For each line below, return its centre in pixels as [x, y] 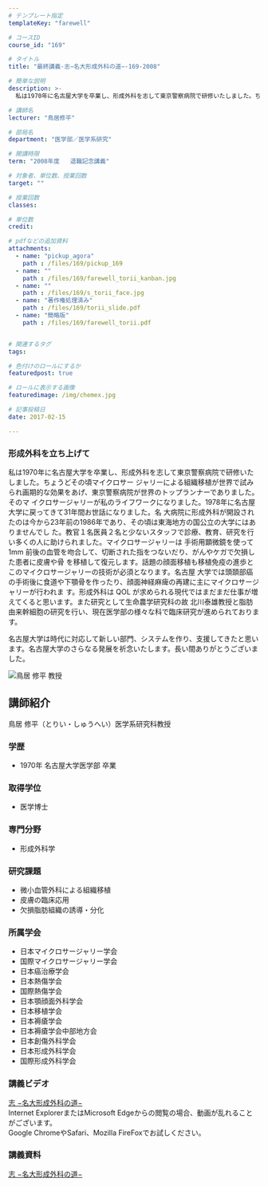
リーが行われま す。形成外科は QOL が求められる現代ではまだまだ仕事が [133, 592]
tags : [17, 352]
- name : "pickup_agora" [55, 256]
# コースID [24, 37]
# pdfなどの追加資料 [38, 241]
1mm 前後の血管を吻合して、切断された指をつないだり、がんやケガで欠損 [128, 552]
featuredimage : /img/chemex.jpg [62, 396]
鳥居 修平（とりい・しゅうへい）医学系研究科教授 [90, 723]
